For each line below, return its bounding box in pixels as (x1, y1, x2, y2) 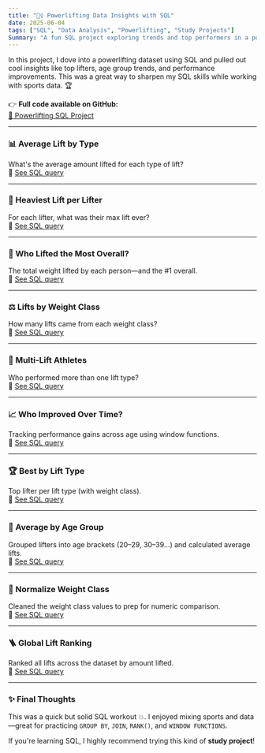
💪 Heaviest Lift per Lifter (8, 195, 103, 206)
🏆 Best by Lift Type (8, 465, 85, 476)
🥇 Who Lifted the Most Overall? (8, 248, 129, 259)
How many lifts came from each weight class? (8, 319, 158, 329)
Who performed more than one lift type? (8, 372, 140, 382)
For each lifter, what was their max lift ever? (8, 212, 150, 222)
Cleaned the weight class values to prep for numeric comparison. (8, 601, 221, 611)
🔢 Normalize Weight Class (8, 583, 110, 595)
